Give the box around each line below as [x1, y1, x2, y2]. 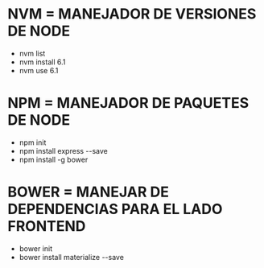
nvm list [19, 48, 46, 58]
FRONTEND [7, 217, 86, 236]
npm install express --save [19, 146, 108, 155]
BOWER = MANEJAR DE [7, 183, 170, 201]
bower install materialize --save [19, 252, 124, 262]
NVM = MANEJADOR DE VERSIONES [7, 5, 257, 23]
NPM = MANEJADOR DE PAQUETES [7, 94, 250, 113]
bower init [19, 243, 53, 254]
